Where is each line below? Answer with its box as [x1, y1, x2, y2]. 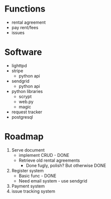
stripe [11, 68, 24, 74]
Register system [11, 168, 44, 173]
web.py [18, 98, 34, 105]
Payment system [11, 183, 45, 189]
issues [11, 30, 25, 35]
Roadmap [4, 131, 44, 142]
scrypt [18, 93, 32, 99]
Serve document [11, 147, 45, 153]
